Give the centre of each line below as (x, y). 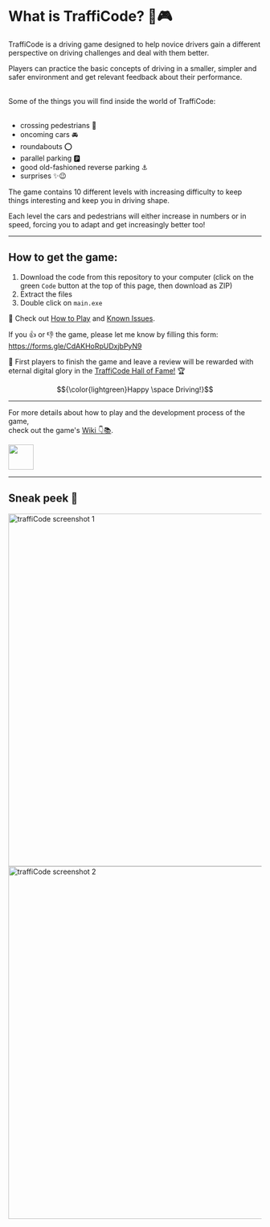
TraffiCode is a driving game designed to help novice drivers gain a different (135, 44)
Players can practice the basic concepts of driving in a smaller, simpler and (133, 68)
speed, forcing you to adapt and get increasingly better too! (107, 224)
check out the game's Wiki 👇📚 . (61, 430)
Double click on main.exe (61, 302)
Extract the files (46, 294)
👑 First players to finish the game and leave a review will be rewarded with (131, 361)
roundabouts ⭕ (46, 146)
